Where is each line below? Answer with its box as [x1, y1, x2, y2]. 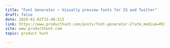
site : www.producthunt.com [5, 26, 62, 31]
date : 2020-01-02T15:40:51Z [5, 17, 65, 22]
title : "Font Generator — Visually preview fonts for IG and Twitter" [5, 7, 157, 13]
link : [5, 21, 17, 27]
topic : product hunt [5, 31, 49, 36]
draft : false [5, 12, 33, 17]
